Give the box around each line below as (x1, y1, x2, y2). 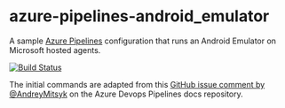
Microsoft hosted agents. (9, 44, 101, 55)
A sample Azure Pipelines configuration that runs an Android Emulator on (9, 35, 277, 46)
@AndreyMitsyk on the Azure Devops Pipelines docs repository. (9, 89, 244, 99)
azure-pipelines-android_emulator (9, 6, 270, 27)
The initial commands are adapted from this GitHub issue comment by (9, 79, 265, 89)
